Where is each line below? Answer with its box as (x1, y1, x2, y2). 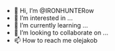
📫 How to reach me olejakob (13, 37, 98, 44)
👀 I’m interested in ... (13, 14, 73, 22)
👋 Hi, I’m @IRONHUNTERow (13, 7, 94, 14)
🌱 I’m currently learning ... (13, 21, 89, 29)
